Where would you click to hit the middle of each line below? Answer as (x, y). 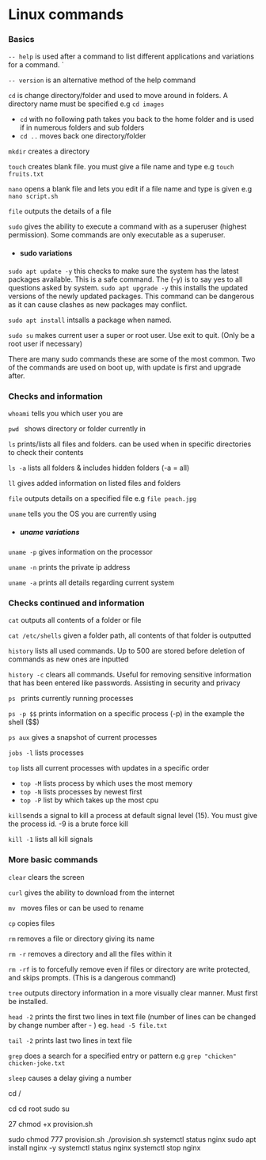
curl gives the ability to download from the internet (91, 893)
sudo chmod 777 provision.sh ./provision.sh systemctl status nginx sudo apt (132, 1139)
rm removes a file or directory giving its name (82, 938)
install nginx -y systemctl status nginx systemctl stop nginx (104, 1147)
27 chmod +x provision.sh (51, 1124)
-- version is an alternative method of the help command (102, 80)
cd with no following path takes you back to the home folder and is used (137, 119)
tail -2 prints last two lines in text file (70, 1040)
